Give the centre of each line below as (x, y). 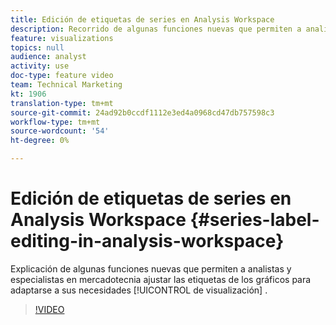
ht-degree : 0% (40, 141)
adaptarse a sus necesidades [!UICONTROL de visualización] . (139, 290)
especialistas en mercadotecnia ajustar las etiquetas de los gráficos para (161, 279)
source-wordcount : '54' (60, 131)
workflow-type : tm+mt (55, 122)
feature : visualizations (62, 38)
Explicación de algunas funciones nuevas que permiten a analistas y (151, 268)
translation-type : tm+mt (62, 103)
